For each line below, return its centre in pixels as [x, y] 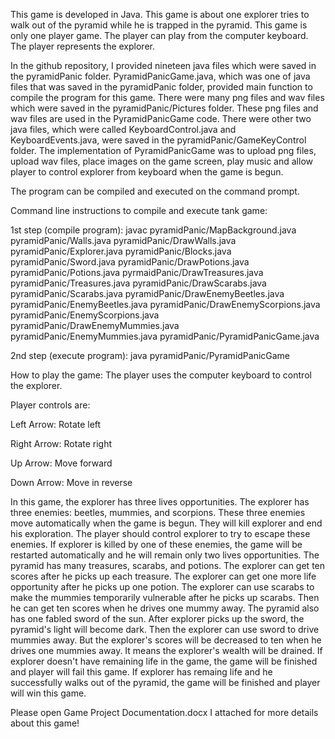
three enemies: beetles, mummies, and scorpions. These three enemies [158, 512]
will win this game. [48, 693]
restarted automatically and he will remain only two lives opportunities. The [165, 555]
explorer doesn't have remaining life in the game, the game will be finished [164, 661]
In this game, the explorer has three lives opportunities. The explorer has [160, 502]
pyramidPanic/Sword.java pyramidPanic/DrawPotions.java [130, 262]
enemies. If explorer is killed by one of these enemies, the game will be [156, 544]
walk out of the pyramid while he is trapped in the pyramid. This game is [159, 25]
